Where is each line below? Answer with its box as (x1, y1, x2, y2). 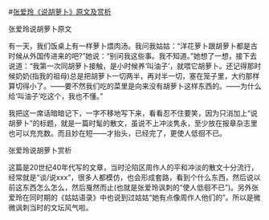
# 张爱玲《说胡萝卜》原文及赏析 (8, 7, 112, 16)
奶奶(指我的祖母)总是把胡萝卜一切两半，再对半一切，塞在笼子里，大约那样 (14, 71, 260, 80)
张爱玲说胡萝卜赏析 (8, 145, 72, 155)
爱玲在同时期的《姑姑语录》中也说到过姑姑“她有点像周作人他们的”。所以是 (8, 193, 255, 202)
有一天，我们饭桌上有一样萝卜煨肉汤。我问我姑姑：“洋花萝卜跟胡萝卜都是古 (8, 41, 259, 51)
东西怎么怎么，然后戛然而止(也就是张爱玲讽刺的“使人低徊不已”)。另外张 (22, 183, 259, 192)
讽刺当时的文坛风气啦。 (14, 203, 93, 212)
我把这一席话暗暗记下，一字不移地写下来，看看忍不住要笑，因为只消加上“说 (8, 108, 259, 118)
